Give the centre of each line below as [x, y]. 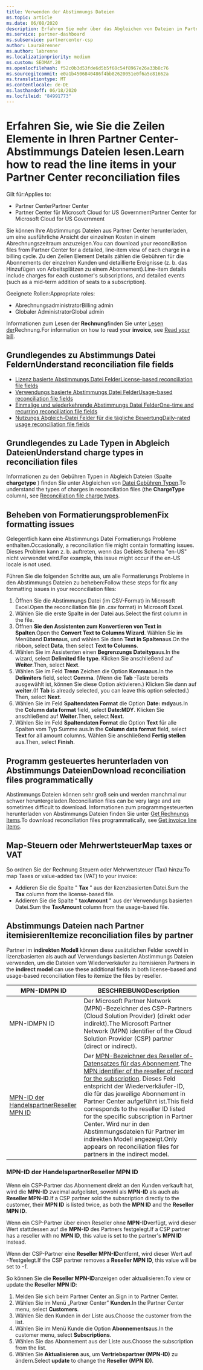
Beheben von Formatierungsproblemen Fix [88, 515]
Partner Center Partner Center [52, 205]
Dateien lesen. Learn [133, 151]
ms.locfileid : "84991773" [39, 96]
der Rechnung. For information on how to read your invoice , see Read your [98, 329]
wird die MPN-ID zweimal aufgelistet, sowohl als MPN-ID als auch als [93, 1192]
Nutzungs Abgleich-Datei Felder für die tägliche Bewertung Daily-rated [102, 418]
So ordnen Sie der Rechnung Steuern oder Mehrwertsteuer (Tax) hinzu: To [98, 869]
